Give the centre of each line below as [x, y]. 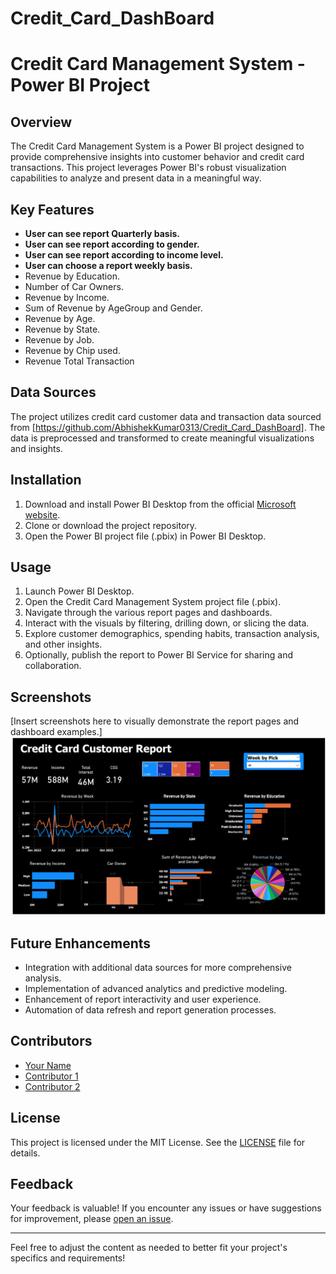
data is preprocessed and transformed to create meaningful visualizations [162, 438]
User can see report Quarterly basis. [102, 233]
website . [42, 514]
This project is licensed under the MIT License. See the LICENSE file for [158, 1142]
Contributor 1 [51, 1076]
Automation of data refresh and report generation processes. [150, 1010]
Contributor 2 [52, 1086]
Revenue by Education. [72, 276]
